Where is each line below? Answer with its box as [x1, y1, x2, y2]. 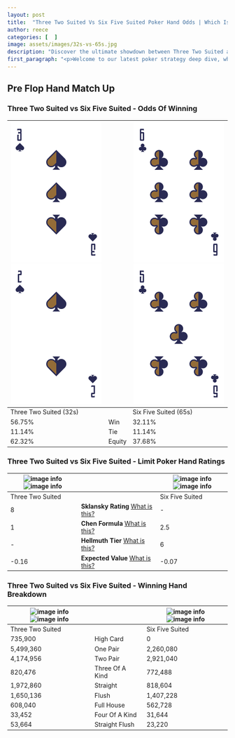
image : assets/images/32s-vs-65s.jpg [7, 41, 117, 48]
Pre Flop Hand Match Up [7, 83, 115, 95]
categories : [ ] [7, 34, 58, 41]
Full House [94, 701, 125, 709]
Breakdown [7, 590, 47, 600]
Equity [108, 437, 127, 446]
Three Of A [94, 664, 127, 673]
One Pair [94, 645, 120, 653]
